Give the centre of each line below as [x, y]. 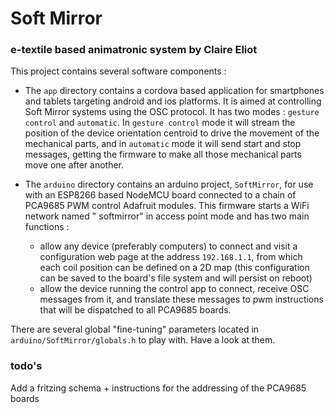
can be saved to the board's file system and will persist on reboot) [176, 278]
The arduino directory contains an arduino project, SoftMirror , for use [169, 184]
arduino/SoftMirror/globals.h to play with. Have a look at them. [143, 340]
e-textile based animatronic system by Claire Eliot [134, 50]
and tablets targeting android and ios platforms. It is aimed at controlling [173, 101]
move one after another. [74, 165]
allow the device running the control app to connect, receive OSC [174, 289]
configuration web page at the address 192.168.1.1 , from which [171, 257]
